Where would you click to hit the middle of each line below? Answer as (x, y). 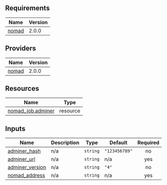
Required (148, 143)
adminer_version (27, 168)
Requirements (27, 8)
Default (118, 143)
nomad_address (26, 176)
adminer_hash (24, 151)
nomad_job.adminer (31, 111)
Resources (22, 89)
